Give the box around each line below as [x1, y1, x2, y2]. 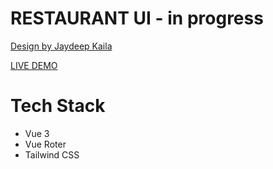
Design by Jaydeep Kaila [10, 40, 113, 52]
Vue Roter [24, 138, 67, 150]
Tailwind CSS [24, 148, 80, 161]
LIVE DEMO [10, 59, 58, 71]
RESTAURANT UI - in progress [10, 7, 264, 30]
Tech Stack [10, 95, 106, 117]
